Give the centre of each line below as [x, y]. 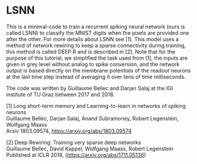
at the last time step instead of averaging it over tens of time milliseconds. [96, 77]
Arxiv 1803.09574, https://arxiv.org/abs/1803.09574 [69, 131]
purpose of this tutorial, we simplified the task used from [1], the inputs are [97, 58]
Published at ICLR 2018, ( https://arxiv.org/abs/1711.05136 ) [76, 155]
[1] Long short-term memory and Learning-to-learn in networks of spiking [96, 106]
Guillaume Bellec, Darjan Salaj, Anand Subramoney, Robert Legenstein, [93, 118]
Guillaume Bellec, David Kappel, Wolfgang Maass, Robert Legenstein [90, 149]
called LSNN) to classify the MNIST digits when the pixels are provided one [98, 32]
